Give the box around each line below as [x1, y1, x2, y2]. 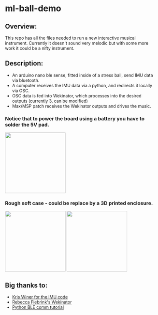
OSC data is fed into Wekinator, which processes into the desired [12, 93, 142, 98]
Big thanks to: [5, 281, 48, 289]
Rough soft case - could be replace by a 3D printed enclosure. [5, 200, 153, 206]
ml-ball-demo [5, 3, 61, 14]
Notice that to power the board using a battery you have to [5, 115, 145, 122]
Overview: [5, 22, 37, 31]
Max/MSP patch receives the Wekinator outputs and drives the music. [12, 103, 151, 109]
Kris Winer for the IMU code [12, 294, 68, 300]
